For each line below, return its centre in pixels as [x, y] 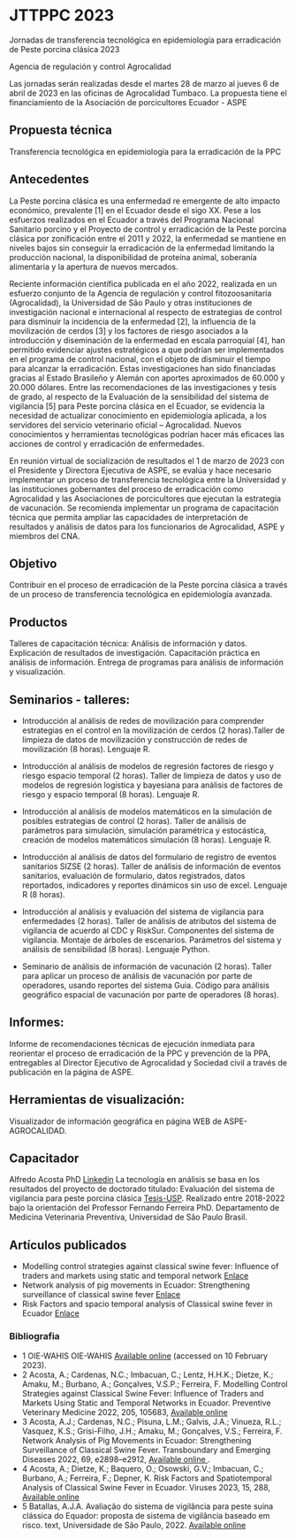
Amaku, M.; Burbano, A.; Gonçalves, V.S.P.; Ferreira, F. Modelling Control [155, 1384]
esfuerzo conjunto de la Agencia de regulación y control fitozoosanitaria [140, 293]
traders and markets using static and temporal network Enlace [135, 1276]
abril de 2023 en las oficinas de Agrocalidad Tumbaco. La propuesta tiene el [148, 93]
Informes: [37, 1023]
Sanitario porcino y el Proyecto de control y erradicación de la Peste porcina [148, 229]
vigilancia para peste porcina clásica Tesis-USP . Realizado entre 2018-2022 [147, 1198]
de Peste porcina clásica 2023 [65, 49]
